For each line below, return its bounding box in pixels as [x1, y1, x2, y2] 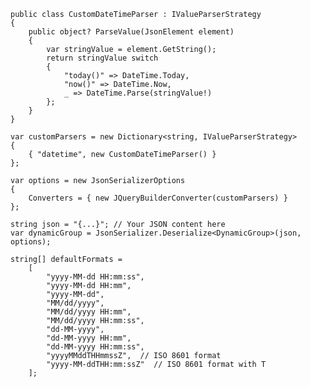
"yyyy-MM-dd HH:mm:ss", [46, 272, 145, 282]
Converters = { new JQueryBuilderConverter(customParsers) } [28, 193, 288, 203]
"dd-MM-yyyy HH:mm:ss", [46, 342, 145, 352]
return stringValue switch [46, 53, 159, 63]
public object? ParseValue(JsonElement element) [28, 27, 235, 37]
